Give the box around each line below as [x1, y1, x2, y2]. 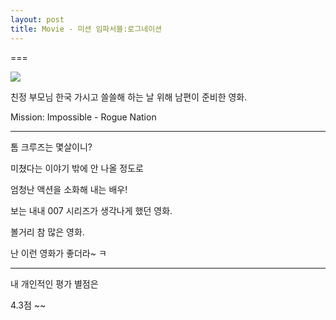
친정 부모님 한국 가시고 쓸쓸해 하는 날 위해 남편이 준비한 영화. [10, 91, 248, 103]
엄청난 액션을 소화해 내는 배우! [10, 183, 128, 195]
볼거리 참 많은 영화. [10, 226, 85, 238]
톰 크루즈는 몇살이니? [10, 141, 93, 153]
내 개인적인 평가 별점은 [10, 277, 99, 290]
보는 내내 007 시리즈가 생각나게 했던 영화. [10, 204, 173, 216]
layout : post [10, 14, 65, 25]
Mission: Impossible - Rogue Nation [10, 111, 157, 123]
